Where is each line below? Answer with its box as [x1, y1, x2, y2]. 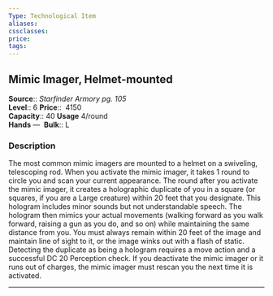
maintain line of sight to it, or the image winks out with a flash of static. [8, 237, 245, 246]
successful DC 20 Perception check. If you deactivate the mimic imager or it [8, 254, 264, 263]
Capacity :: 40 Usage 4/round [8, 111, 108, 120]
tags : [8, 42, 27, 50]
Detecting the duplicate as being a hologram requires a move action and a [8, 245, 256, 255]
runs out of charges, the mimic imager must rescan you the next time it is [8, 262, 253, 272]
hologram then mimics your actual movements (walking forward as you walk [8, 211, 264, 220]
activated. [8, 271, 42, 281]
